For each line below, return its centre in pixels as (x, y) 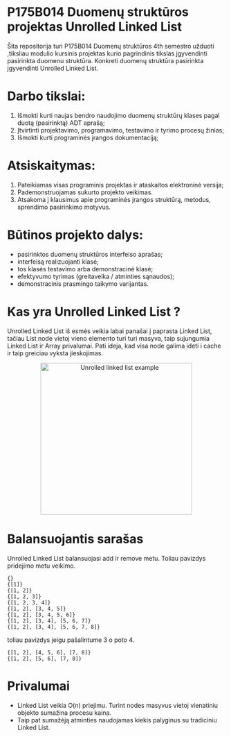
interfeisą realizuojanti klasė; (58, 262)
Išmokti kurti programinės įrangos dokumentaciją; (88, 137)
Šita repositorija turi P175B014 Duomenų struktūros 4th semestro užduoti (111, 46)
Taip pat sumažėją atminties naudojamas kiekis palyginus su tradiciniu (117, 720)
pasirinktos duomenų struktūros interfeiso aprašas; (90, 254)
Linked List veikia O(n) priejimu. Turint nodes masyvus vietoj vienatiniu (118, 705)
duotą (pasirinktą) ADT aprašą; (61, 123)
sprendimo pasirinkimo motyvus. (64, 207)
